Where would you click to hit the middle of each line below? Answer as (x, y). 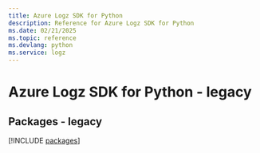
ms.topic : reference (43, 38)
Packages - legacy (55, 122)
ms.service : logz (37, 53)
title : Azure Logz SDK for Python (66, 16)
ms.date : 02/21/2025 (43, 30)
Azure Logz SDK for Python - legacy (130, 92)
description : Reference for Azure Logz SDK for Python (101, 23)
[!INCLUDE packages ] (44, 141)
